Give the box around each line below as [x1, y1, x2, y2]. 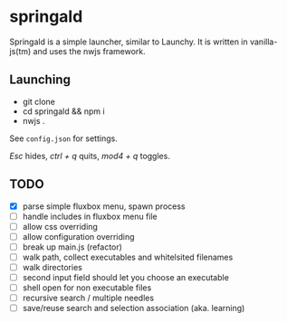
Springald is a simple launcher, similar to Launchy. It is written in [9, 36, 249, 47]
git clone [22, 96, 56, 107]
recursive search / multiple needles [22, 292, 155, 304]
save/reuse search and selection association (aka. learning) [22, 303, 245, 314]
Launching [9, 72, 71, 88]
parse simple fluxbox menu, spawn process [22, 201, 186, 212]
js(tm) [9, 45, 32, 56]
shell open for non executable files [22, 282, 152, 293]
